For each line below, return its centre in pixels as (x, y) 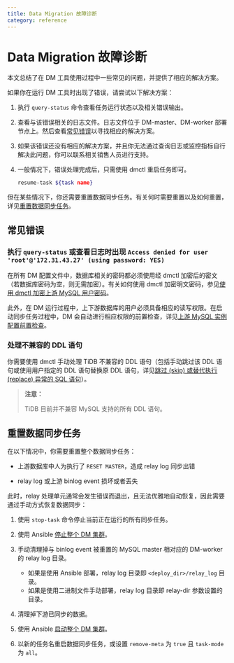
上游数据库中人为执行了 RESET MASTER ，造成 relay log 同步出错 (106, 466)
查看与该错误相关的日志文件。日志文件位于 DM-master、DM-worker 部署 (122, 123)
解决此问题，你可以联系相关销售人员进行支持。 (85, 155)
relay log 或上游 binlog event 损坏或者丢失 (78, 481)
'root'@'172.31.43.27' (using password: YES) (86, 260)
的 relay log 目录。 (44, 558)
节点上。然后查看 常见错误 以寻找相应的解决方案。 (88, 131)
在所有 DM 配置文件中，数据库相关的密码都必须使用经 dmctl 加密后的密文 (112, 275)
